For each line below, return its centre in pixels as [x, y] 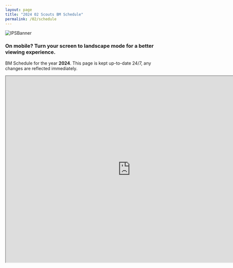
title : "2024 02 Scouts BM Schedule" [44, 14]
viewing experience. [30, 52]
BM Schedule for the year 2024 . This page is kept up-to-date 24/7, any [78, 63]
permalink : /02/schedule [31, 19]
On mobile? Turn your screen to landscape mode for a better [79, 46]
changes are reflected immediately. [41, 68]
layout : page [19, 10]
